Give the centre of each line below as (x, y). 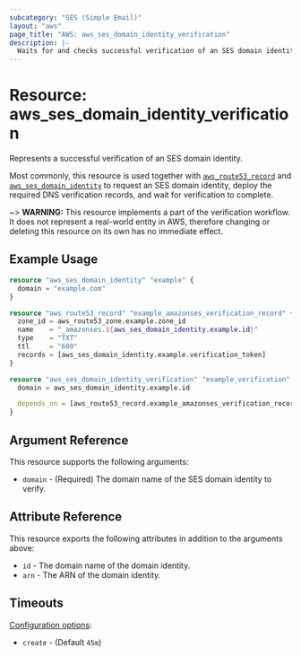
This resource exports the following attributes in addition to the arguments (146, 538)
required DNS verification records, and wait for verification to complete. (142, 195)
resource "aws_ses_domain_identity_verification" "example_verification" (150, 379)
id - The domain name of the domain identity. (106, 565)
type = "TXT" (47, 338)
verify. (34, 488)
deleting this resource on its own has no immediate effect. (116, 232)
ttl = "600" (47, 346)
